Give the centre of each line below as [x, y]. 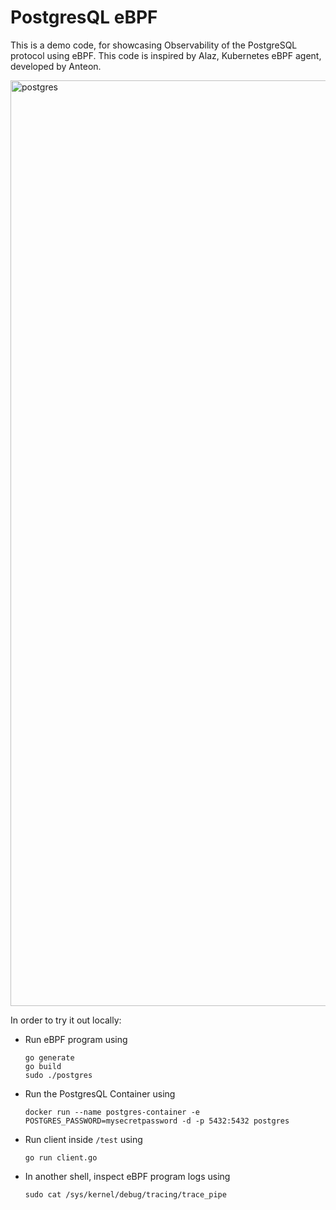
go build [43, 1066]
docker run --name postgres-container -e [112, 1112]
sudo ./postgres [58, 1075]
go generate [49, 1057]
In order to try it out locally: [66, 1020]
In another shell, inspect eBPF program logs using [127, 1176]
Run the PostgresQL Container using [100, 1093]
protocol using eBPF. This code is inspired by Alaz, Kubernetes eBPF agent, [166, 55]
